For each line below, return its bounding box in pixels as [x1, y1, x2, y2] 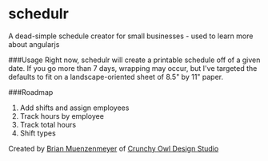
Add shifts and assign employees [19, 103, 130, 112]
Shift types [19, 128, 56, 138]
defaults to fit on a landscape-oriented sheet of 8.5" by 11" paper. [8, 72, 224, 81]
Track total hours [19, 120, 77, 129]
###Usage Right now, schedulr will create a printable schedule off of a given [8, 55, 261, 65]
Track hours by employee [19, 111, 104, 120]
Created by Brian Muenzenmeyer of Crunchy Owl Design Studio [8, 143, 219, 153]
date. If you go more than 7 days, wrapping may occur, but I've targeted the [8, 63, 258, 73]
